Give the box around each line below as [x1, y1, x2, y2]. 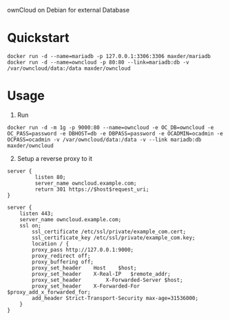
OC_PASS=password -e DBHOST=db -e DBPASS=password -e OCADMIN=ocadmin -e [7, 130, 224, 137]
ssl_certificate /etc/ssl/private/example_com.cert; [32, 228, 187, 235]
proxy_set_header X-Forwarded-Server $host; [32, 276, 184, 283]
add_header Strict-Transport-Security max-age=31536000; [32, 294, 198, 301]
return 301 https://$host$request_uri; [34, 186, 149, 193]
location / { [32, 240, 70, 247]
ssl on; [19, 222, 41, 229]
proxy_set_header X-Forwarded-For [32, 283, 140, 290]
